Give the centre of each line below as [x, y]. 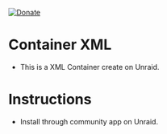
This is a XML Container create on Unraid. [90, 67]
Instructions [50, 99]
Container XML [60, 45]
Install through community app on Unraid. [89, 121]
